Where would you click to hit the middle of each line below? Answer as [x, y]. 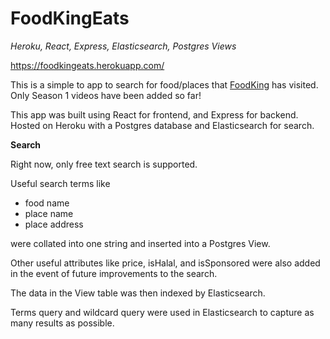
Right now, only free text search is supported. [104, 164]
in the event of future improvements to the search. [114, 273]
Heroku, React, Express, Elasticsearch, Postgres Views [123, 46]
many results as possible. [62, 323]
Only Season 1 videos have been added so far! [106, 95]
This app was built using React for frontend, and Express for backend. [154, 114]
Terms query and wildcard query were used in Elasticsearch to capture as [162, 312]
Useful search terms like [60, 183]
